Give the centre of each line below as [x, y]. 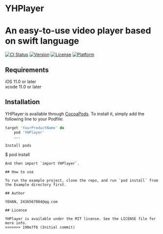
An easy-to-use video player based [78, 31]
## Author [15, 193]
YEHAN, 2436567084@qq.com [31, 202]
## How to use [20, 172]
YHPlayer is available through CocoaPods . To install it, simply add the [75, 114]
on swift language [42, 41]
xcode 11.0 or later [23, 87]
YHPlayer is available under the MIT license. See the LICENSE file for [81, 219]
